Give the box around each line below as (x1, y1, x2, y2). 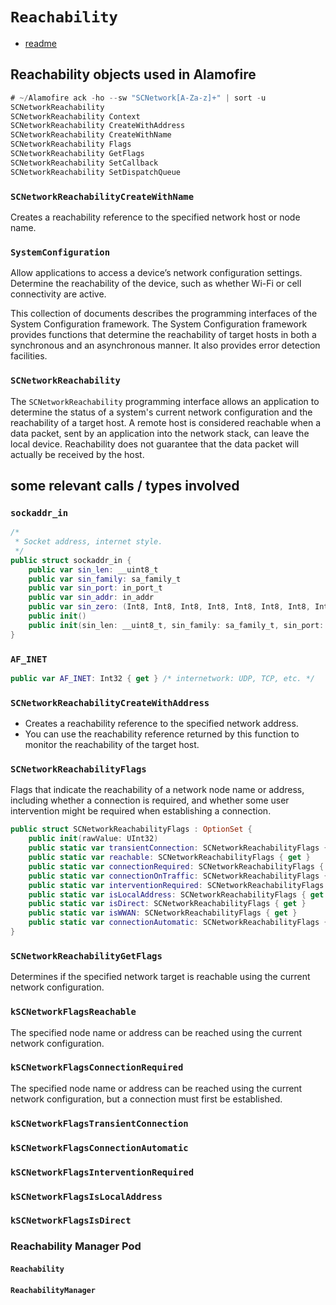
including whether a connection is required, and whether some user (10, 794, 290, 807)
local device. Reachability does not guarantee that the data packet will (10, 438, 300, 450)
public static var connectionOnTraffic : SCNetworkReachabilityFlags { (28, 871, 329, 881)
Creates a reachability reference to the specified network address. (24, 718, 299, 730)
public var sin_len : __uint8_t (28, 564, 159, 575)
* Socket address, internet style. (14, 537, 163, 547)
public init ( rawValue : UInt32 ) (28, 834, 159, 844)
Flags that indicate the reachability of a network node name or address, (10, 784, 305, 796)
